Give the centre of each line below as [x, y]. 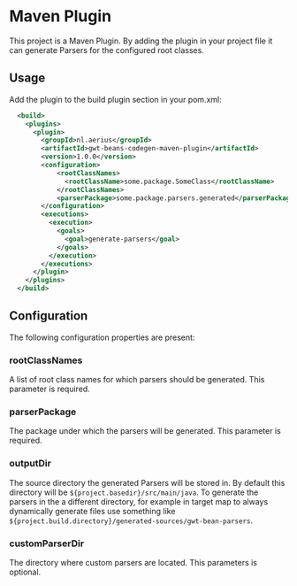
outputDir [30, 464]
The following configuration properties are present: [102, 337]
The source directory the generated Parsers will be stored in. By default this [147, 482]
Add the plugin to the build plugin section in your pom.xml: [116, 99]
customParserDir [47, 544]
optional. [25, 572]
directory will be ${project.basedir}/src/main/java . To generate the [134, 492]
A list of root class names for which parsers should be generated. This [137, 380]
